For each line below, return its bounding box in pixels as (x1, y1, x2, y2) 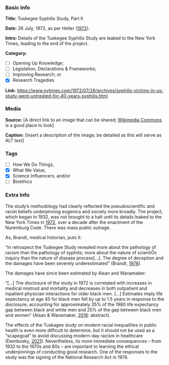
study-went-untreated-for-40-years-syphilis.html (5, 93, 108, 99)
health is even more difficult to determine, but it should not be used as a (5, 327, 155, 333)
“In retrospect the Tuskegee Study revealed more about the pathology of (5, 244, 156, 250)
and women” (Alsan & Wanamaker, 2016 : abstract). (5, 312, 111, 318)
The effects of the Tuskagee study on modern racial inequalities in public (5, 322, 157, 328)
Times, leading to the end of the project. (5, 40, 89, 47)
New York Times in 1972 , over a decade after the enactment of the (5, 219, 143, 225)
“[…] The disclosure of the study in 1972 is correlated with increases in (5, 280, 152, 286)
